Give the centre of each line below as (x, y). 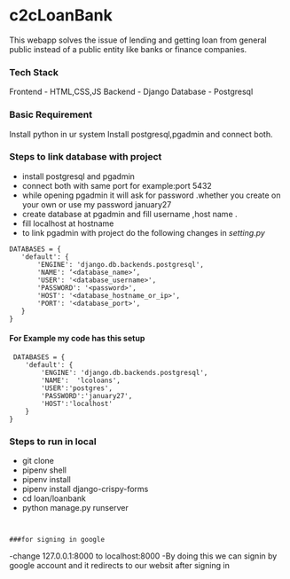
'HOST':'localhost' (77, 404)
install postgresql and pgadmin (78, 176)
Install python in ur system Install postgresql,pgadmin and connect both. (141, 134)
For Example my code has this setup (77, 339)
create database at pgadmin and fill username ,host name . (129, 214)
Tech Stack (34, 72)
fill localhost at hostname (68, 223)
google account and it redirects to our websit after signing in (120, 566)
